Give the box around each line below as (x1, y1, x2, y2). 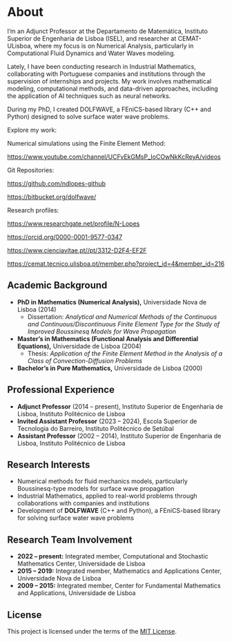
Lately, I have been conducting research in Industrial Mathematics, (7, 62, 197, 70)
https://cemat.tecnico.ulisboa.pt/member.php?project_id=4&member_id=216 (7, 260, 225, 268)
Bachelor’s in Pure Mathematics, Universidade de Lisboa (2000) (17, 364, 203, 372)
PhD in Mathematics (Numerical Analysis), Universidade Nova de (17, 298, 207, 306)
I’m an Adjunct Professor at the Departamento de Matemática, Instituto (7, 27, 209, 35)
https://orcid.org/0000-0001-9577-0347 (7, 233, 123, 241)
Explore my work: (7, 126, 57, 134)
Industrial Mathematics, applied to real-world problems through (17, 492, 198, 500)
